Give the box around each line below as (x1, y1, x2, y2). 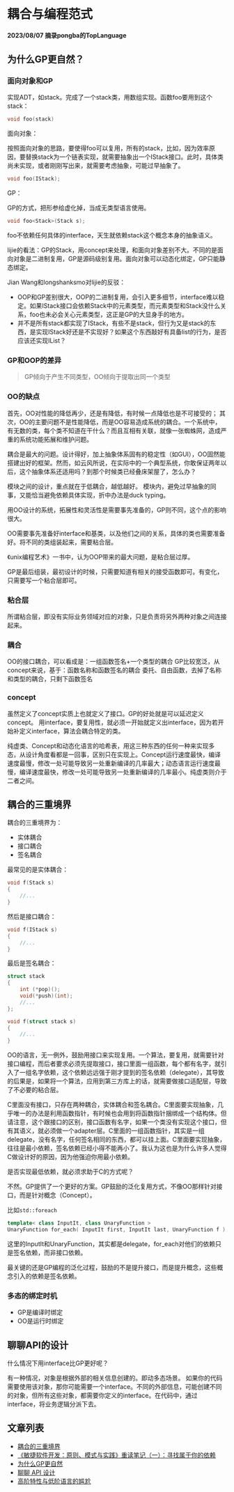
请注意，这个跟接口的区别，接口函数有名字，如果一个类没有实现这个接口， (7, 1118, 221, 1126)
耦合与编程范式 (7, 6, 93, 22)
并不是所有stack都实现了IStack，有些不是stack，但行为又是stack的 (17, 319, 210, 327)
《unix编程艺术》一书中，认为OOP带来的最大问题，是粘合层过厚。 (7, 552, 194, 561)
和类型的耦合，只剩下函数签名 (7, 675, 93, 683)
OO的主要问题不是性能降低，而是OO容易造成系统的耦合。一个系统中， (19, 417, 221, 426)
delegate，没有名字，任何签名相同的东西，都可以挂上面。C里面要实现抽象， (7, 1135, 226, 1144)
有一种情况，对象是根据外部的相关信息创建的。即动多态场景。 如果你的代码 (7, 1374, 223, 1382)
